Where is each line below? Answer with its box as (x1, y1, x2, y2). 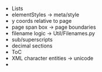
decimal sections (11, 42, 52, 49)
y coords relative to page (11, 18, 72, 24)
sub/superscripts (11, 36, 53, 43)
